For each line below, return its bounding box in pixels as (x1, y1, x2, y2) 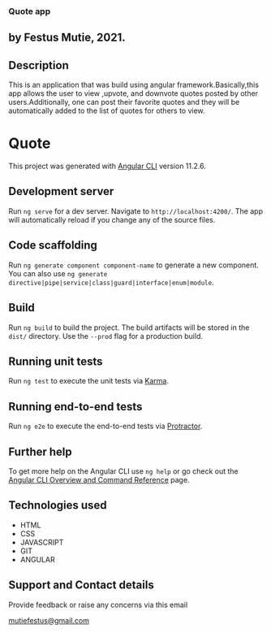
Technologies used (8, 498, 107, 513)
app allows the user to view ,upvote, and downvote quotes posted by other (8, 89, 258, 98)
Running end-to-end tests (8, 400, 143, 414)
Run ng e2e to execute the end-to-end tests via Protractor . (8, 421, 203, 431)
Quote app (8, 6, 51, 17)
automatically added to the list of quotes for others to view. (8, 106, 205, 115)
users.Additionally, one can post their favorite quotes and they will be (8, 98, 240, 107)
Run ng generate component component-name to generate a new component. (8, 260, 260, 270)
